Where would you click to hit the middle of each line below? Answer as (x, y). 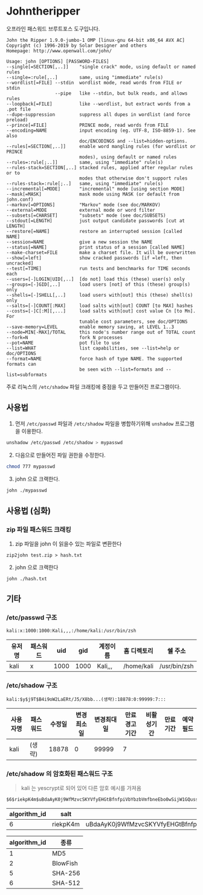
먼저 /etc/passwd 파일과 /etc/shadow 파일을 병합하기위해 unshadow (94, 424)
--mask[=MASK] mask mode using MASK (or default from (93, 194)
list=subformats (27, 374)
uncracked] (20, 263)
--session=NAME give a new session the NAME (79, 242)
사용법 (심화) (29, 511)
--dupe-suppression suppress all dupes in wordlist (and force (98, 114)
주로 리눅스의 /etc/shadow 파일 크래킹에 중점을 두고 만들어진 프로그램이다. (94, 387)
